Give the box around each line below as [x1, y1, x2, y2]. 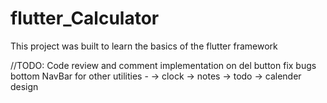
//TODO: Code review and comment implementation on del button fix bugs [10, 59, 317, 71]
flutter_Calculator [10, 7, 160, 30]
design [10, 80, 39, 92]
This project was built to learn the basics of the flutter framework [10, 40, 278, 52]
